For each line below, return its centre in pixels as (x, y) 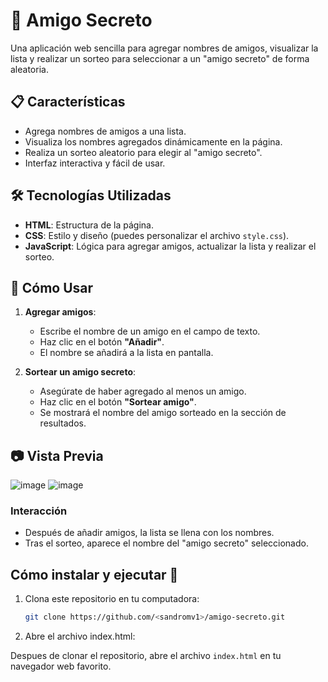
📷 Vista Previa (57, 455)
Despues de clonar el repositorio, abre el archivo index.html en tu (146, 656)
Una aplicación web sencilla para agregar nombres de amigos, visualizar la (164, 48)
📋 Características (68, 102)
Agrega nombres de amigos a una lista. (105, 131)
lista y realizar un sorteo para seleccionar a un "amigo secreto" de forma (160, 58)
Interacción (39, 511)
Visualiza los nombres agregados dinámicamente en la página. (153, 141)
